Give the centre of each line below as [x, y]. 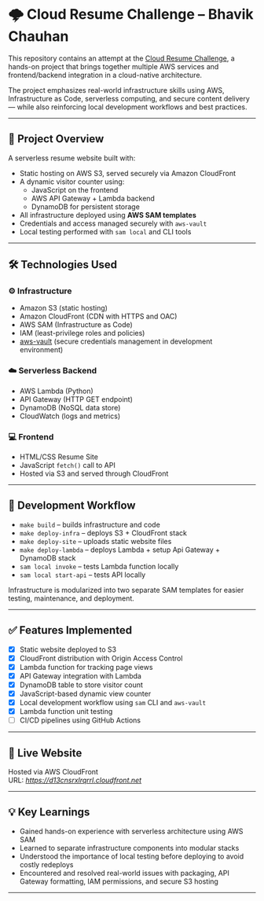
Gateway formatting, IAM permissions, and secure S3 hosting [119, 881]
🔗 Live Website [45, 753]
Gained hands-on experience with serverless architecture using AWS [131, 831]
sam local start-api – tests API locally [82, 575]
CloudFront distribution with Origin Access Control [101, 658]
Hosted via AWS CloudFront [53, 772]
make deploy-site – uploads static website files [95, 541]
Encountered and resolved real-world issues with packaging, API [124, 873]
